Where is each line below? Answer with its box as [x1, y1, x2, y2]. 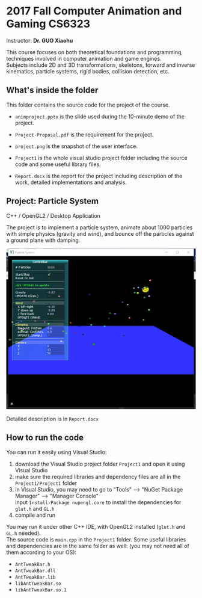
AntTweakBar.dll [14, 567, 56, 574]
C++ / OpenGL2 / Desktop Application [6, 212, 101, 219]
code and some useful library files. [14, 161, 101, 168]
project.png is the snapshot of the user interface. [14, 143, 138, 150]
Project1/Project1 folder [14, 479, 77, 487]
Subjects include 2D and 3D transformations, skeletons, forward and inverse [6, 61, 195, 69]
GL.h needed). [6, 529, 41, 537]
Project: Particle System [6, 196, 99, 206]
